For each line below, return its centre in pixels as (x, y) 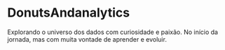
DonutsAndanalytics (69, 13)
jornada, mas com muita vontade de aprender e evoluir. (87, 39)
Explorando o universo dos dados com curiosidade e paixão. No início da (113, 32)
